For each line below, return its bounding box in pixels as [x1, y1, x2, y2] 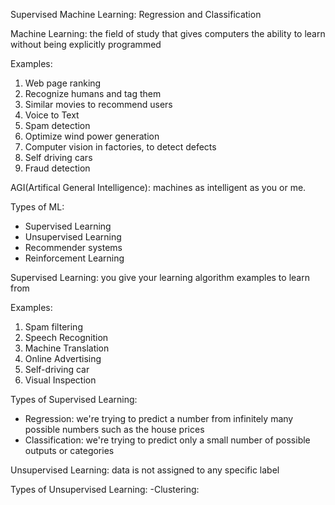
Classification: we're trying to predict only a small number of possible [24, 434, 311, 446]
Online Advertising [24, 353, 102, 364]
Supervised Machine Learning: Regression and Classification [10, 9, 262, 20]
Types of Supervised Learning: [10, 394, 138, 405]
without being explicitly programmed [10, 39, 162, 50]
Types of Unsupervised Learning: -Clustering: [10, 484, 200, 495]
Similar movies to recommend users [24, 99, 173, 110]
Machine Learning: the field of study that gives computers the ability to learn [10, 28, 326, 39]
